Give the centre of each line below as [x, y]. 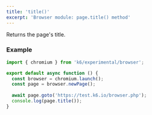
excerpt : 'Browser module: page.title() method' [68, 17]
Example [19, 50]
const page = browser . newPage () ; [54, 84]
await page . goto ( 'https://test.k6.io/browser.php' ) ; [79, 96]
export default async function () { [52, 73]
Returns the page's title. [36, 34]
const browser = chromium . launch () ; [58, 78]
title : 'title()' [28, 12]
